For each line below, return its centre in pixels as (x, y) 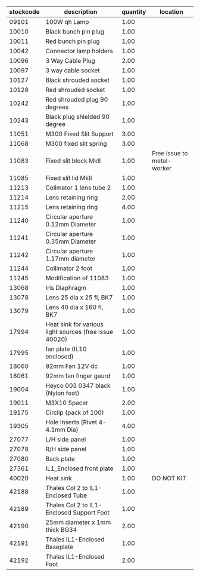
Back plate (60, 459)
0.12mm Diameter (71, 224)
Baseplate (59, 547)
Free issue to (170, 153)
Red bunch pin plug (73, 41)
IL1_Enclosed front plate (80, 468)
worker (162, 168)
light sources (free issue (79, 332)
